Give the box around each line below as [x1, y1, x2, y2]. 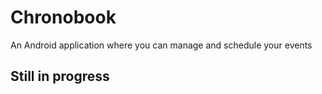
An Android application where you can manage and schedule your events [10, 39, 313, 51]
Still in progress [10, 68, 110, 85]
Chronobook [10, 6, 117, 29]
